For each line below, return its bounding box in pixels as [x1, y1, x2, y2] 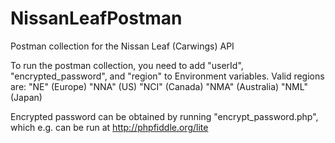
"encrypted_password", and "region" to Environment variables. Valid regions [10, 70, 325, 82]
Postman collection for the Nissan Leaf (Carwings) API [10, 40, 235, 52]
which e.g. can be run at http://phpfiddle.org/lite [10, 121, 209, 133]
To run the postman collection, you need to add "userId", [10, 59, 244, 71]
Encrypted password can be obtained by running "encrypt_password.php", [10, 110, 319, 122]
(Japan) [10, 91, 43, 103]
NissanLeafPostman [10, 7, 183, 30]
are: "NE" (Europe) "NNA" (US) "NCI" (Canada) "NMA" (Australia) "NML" [10, 80, 308, 92]
